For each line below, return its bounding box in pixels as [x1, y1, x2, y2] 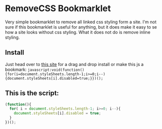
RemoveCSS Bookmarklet [5, 3, 111, 14]
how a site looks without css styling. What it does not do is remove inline [5, 29, 151, 35]
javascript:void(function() [27, 67, 85, 72]
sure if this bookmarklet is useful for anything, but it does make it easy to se [5, 24, 157, 30]
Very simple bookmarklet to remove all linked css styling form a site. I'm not [5, 19, 157, 25]
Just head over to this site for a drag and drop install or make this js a [5, 61, 144, 67]
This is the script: [5, 89, 59, 97]
